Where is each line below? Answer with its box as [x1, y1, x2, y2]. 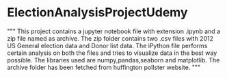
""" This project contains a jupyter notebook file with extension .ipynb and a [7, 27, 221, 35]
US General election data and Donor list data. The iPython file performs [7, 41, 208, 50]
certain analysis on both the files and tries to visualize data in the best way [7, 49, 217, 57]
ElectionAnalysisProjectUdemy [7, 5, 188, 20]
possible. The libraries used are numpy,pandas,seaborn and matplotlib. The [7, 56, 220, 64]
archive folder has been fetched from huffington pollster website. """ [7, 63, 200, 71]
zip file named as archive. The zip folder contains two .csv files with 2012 [7, 34, 214, 42]
